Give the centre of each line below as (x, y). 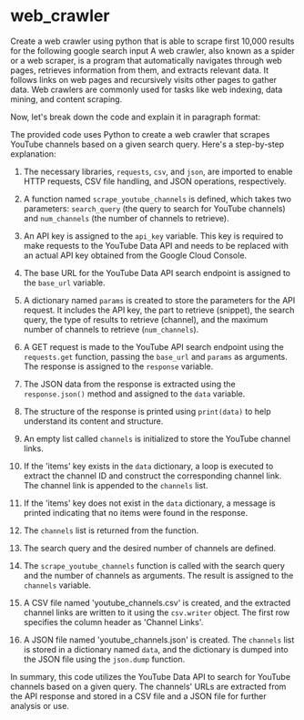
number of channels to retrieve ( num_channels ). (111, 329)
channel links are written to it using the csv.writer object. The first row (157, 612)
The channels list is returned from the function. (111, 530)
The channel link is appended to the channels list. (116, 485)
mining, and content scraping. (66, 99)
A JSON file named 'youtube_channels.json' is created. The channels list (159, 640)
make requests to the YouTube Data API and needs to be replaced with (156, 245)
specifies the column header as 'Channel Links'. (113, 622)
